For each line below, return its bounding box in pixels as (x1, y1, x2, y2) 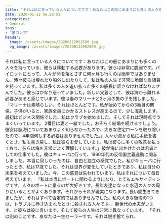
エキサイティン (130, 176, 161, 182)
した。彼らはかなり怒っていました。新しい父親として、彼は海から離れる (13, 89, 161, 95)
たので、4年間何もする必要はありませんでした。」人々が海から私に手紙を (5, 132, 153, 139)
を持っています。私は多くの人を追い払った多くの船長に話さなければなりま (5, 83, 156, 89)
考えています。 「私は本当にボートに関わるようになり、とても (5, 176, 131, 182)
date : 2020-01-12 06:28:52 (5, 12, 61, 17)
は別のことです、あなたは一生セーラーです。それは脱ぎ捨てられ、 (5, 213, 138, 219)
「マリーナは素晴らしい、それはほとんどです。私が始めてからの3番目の (5, 102, 150, 108)
